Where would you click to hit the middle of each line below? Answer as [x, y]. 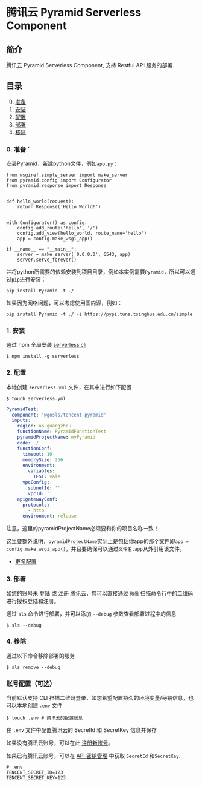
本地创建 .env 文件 [39, 705]
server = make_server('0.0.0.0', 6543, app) [74, 255]
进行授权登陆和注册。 [33, 601]
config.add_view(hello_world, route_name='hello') [82, 234]
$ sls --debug [24, 625]
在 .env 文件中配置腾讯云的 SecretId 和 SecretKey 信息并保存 [82, 730]
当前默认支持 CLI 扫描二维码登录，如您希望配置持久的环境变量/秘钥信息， [97, 698]
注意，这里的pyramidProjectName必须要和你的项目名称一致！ [83, 529]
